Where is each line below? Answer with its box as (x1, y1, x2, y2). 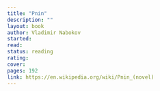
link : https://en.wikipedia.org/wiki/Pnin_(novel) (7, 73, 155, 81)
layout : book (7, 23, 44, 29)
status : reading (7, 49, 53, 55)
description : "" (7, 16, 53, 23)
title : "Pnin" (7, 10, 48, 17)
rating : (7, 55, 29, 62)
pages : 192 (7, 67, 38, 74)
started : (7, 36, 32, 42)
